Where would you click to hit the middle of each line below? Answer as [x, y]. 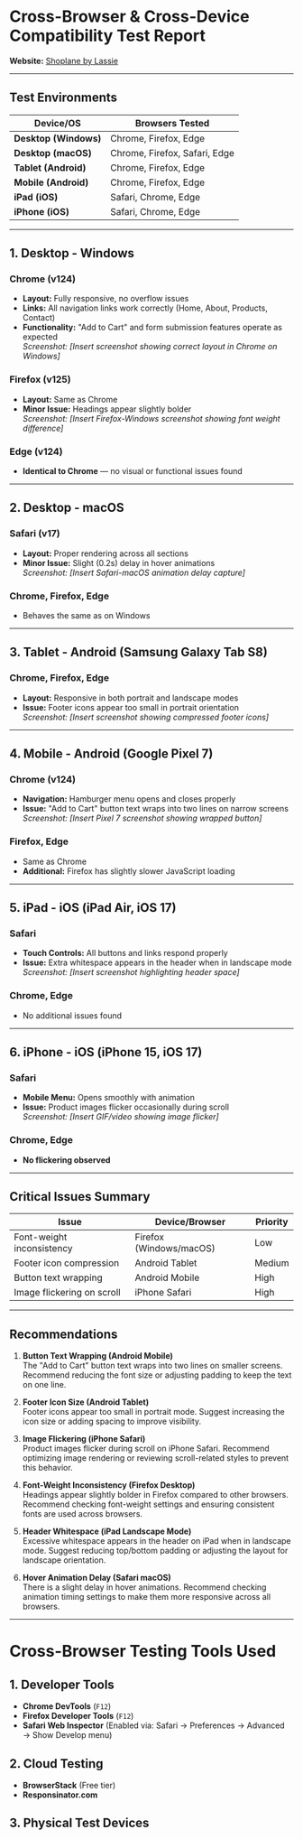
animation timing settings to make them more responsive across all [147, 1597]
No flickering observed [66, 1160]
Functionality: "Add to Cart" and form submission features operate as [152, 328]
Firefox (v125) [40, 379]
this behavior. [48, 1468]
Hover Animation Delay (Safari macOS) [96, 1578]
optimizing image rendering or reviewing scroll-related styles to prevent [156, 1458]
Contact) [39, 318]
